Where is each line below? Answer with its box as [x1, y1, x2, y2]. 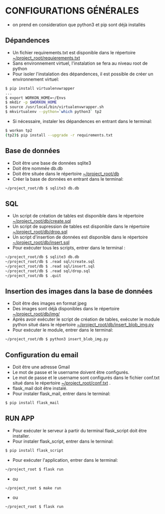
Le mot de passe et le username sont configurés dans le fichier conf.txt [12, 374, 160, 381]
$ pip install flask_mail [5, 401, 59, 406]
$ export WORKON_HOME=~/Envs [5, 95, 66, 100]
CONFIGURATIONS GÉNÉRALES [5, 5, 139, 17]
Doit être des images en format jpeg [12, 300, 87, 306]
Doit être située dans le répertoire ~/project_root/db [12, 171, 119, 177]
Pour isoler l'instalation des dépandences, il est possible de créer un [12, 71, 153, 77]
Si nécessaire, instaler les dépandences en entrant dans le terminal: [12, 118, 152, 124]
